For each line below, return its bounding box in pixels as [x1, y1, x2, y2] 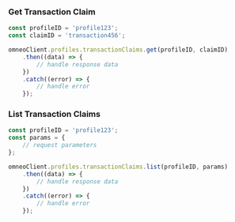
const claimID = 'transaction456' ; [8, 32, 126, 40]
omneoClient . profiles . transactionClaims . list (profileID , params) [8, 163, 228, 171]
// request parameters [22, 141, 97, 149]
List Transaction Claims [8, 109, 101, 120]
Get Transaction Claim [8, 6, 97, 17]
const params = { [8, 134, 66, 142]
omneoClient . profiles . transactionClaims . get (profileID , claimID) [8, 46, 228, 54]
